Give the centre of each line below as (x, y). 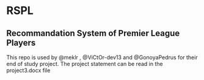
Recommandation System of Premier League (93, 33)
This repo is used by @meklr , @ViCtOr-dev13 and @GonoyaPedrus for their (102, 57)
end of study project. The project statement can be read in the (85, 64)
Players (21, 42)
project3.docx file (28, 70)
